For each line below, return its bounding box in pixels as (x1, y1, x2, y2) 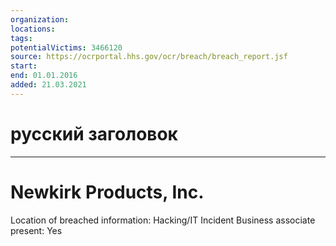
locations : (10, 24, 56, 34)
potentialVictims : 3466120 (10, 42, 123, 53)
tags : (10, 33, 33, 43)
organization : (10, 14, 70, 25)
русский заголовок (10, 122, 178, 145)
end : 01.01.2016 (10, 71, 78, 81)
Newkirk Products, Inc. (10, 181, 205, 203)
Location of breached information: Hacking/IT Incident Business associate (10, 214, 316, 226)
